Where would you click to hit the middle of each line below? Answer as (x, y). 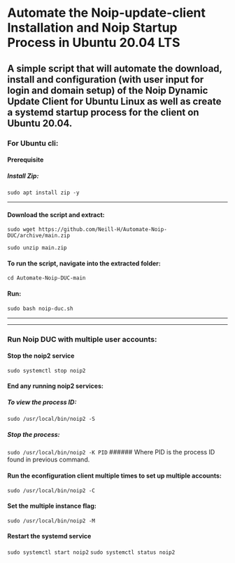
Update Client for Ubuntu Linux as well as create (114, 101)
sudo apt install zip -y (43, 193)
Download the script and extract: (56, 214)
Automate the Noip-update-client (107, 13)
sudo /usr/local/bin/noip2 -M (51, 521)
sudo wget (22, 230)
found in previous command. (49, 459)
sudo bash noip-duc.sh (40, 308)
